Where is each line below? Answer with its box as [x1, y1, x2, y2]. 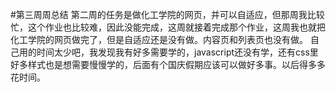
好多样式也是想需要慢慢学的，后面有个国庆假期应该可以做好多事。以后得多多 [10, 59, 326, 70]
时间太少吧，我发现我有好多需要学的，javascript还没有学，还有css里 [36, 46, 319, 58]
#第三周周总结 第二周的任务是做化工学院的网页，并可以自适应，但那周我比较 [10, 9, 325, 20]
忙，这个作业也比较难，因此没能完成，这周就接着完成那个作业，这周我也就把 [10, 21, 326, 33]
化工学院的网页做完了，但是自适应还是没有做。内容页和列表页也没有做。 [10, 34, 308, 45]
